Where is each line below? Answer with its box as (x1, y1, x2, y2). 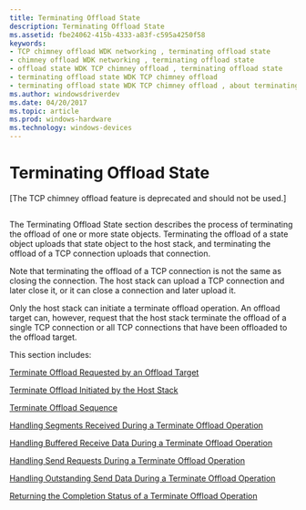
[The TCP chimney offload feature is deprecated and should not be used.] (9, 192, 287, 203)
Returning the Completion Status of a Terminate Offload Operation (9, 491, 258, 502)
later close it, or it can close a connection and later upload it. (9, 285, 237, 296)
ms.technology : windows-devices (9, 124, 132, 133)
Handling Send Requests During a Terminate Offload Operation (9, 455, 246, 466)
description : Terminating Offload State (9, 22, 166, 31)
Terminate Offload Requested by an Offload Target (9, 367, 199, 378)
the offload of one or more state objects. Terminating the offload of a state (9, 229, 289, 240)
